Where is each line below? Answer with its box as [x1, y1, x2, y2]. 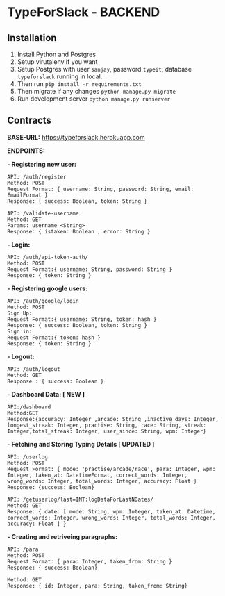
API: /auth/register [7, 173, 67, 181]
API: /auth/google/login [7, 297, 79, 304]
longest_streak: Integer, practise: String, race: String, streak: [7, 422, 207, 429]
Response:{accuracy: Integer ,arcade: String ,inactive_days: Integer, [7, 415, 219, 422]
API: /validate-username [7, 210, 79, 217]
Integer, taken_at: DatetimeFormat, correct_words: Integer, [7, 472, 188, 479]
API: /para [7, 546, 39, 553]
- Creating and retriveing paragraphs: [7, 532, 118, 540]
